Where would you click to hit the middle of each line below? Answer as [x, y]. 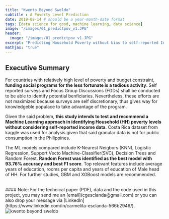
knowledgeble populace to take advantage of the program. [66, 107]
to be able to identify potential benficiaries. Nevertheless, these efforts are [82, 96]
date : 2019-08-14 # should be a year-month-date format [65, 19]
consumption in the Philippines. [38, 138]
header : [13, 33]
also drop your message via [34, 200]
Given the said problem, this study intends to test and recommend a [77, 117]
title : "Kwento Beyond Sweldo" [38, 10]
